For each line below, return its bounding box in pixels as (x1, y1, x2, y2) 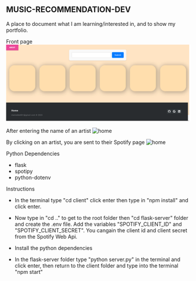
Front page (6, 38, 33, 45)
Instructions (6, 185, 35, 192)
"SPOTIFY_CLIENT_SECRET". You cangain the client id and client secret (14, 226, 188, 234)
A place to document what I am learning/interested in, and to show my (6, 20, 176, 27)
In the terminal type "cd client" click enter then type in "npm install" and (14, 196, 189, 203)
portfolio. (6, 26, 28, 34)
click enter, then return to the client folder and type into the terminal (14, 262, 179, 269)
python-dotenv (14, 173, 51, 181)
